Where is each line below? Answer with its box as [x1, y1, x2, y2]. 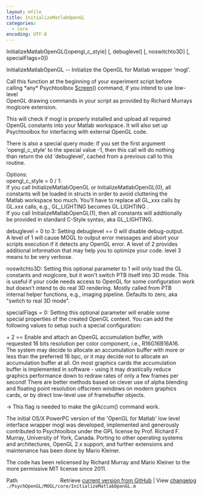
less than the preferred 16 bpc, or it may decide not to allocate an [6, 353, 169, 360]
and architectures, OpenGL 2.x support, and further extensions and [6, 441, 174, 448]
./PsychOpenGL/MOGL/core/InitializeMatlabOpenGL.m [6, 484, 136, 490]
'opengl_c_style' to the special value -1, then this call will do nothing [6, 146, 175, 154]
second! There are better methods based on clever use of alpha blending [6, 379, 188, 386]
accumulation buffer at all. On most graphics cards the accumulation [6, 359, 177, 367]
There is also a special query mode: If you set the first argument [6, 140, 166, 147]
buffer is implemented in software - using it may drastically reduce [6, 366, 172, 373]
